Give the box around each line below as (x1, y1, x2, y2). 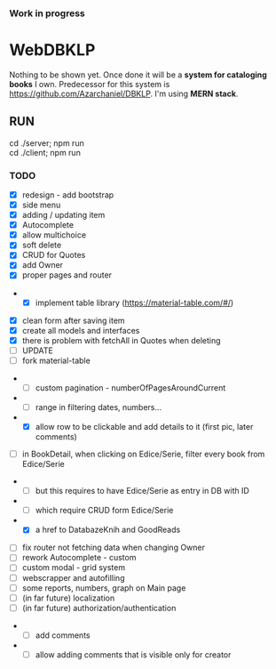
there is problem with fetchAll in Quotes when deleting (21, 334, 221, 345)
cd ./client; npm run (9, 147, 82, 157)
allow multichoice (21, 230, 87, 240)
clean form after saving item (21, 315, 126, 326)
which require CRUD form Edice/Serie (35, 505, 174, 516)
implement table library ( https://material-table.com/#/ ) (35, 297, 234, 308)
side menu (21, 199, 61, 211)
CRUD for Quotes (21, 250, 86, 261)
